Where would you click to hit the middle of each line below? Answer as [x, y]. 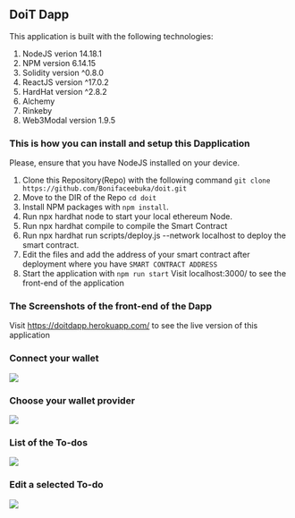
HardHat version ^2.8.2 [64, 91]
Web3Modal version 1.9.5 [69, 120]
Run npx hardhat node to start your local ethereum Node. [127, 217]
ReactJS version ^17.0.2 [65, 82]
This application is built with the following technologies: [111, 36]
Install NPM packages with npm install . [96, 207]
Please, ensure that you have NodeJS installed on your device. [124, 163]
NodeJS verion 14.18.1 [62, 54]
